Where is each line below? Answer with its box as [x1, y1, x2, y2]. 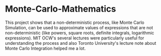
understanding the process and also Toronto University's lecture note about [5, 40, 157, 46]
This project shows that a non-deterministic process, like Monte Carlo [5, 19, 145, 25]
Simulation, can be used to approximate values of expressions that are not [5, 24, 153, 30]
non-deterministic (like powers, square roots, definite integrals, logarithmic [5, 30, 154, 36]
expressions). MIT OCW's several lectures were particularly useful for [5, 35, 145, 41]
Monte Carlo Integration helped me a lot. [5, 45, 86, 51]
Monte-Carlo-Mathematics [5, 3, 116, 15]
